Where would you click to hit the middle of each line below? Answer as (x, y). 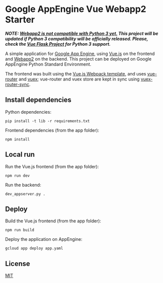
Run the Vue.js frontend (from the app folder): (52, 166)
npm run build (20, 230)
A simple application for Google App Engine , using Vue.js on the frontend (80, 54)
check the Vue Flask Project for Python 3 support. (58, 44)
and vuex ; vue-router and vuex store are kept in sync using (79, 79)
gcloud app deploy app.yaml (34, 248)
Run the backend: (23, 185)
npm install (17, 139)
